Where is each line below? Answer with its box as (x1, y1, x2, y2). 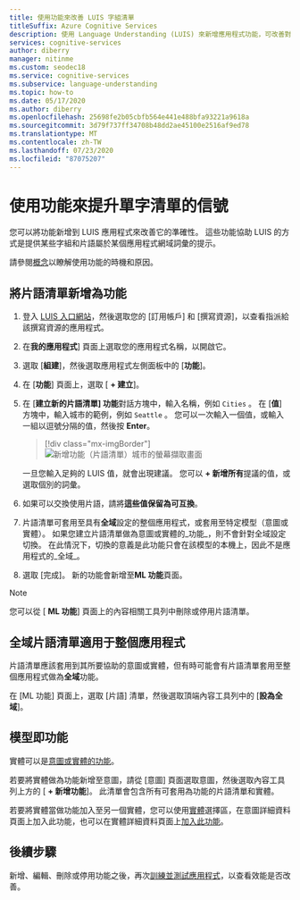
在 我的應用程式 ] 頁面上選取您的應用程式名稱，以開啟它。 (21, 341, 231, 352)
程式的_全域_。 (29, 551, 85, 561)
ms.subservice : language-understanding (9, 80, 158, 88)
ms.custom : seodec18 (9, 63, 87, 72)
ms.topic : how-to (9, 88, 74, 97)
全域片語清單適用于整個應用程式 (9, 635, 186, 650)
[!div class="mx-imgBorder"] (44, 439, 151, 450)
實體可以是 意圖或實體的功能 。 (9, 755, 119, 766)
